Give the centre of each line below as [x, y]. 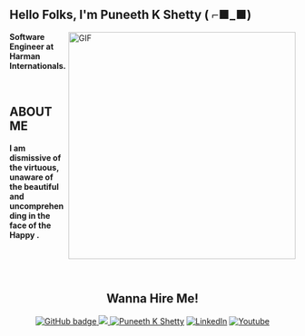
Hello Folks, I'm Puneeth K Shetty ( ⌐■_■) [131, 15]
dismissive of [35, 157]
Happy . [25, 234]
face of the [30, 225]
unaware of [31, 177]
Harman [25, 56]
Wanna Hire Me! [152, 299]
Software [27, 36]
